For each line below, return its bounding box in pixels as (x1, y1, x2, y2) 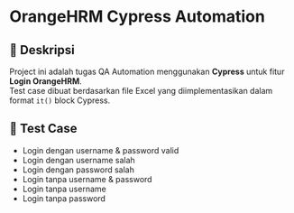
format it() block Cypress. (9, 95, 111, 106)
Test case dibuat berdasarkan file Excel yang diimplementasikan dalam (9, 86, 273, 96)
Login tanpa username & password (22, 173, 152, 184)
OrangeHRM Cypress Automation (9, 6, 266, 27)
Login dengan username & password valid (22, 144, 179, 155)
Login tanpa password (22, 192, 106, 204)
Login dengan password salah (22, 164, 135, 175)
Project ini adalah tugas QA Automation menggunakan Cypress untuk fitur (9, 66, 285, 77)
